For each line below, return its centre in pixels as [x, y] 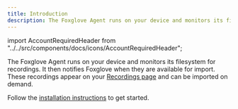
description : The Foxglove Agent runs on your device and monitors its [115, 20]
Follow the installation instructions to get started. [78, 97]
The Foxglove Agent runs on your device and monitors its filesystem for [112, 61]
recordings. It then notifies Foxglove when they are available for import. [111, 69]
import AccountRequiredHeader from [62, 40]
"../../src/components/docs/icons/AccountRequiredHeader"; [95, 48]
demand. [20, 84]
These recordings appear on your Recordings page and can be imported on [118, 76]
